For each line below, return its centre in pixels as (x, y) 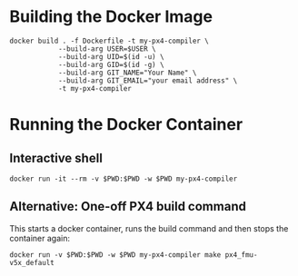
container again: (40, 238)
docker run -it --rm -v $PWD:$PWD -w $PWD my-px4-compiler (124, 179)
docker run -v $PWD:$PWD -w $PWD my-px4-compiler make (115, 255)
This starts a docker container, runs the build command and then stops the (149, 228)
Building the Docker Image (111, 17)
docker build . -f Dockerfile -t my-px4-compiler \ (109, 41)
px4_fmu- (241, 255)
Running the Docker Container (126, 125)
